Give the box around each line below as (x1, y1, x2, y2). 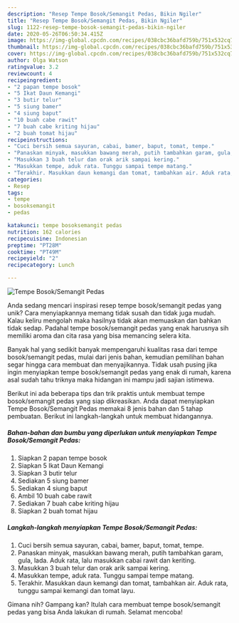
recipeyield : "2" (7, 255, 59, 262)
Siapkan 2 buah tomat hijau (17, 506, 98, 515)
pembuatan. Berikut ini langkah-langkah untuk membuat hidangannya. (7, 412, 213, 420)
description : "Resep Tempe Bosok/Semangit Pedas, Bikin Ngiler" (7, 10, 202, 18)
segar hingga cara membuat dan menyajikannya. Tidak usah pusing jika (7, 360, 218, 369)
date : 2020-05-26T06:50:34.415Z (7, 30, 103, 38)
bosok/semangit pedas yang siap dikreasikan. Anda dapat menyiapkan (7, 397, 215, 405)
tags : (7, 189, 23, 197)
